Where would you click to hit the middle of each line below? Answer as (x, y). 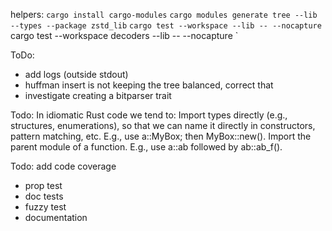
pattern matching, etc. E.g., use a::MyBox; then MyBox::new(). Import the (161, 136)
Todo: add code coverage (63, 166)
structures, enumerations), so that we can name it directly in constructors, (163, 125)
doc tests (44, 196)
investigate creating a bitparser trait (98, 95)
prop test (43, 185)
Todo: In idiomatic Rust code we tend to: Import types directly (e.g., (149, 115)
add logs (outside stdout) (76, 74)
